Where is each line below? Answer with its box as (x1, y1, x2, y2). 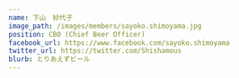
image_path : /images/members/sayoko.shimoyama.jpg (8, 22, 202, 30)
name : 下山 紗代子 (8, 13, 74, 22)
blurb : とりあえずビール (8, 55, 91, 64)
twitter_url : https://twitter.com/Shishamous (8, 47, 181, 56)
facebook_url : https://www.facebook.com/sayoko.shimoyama (8, 38, 230, 48)
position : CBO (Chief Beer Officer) (8, 30, 146, 39)
